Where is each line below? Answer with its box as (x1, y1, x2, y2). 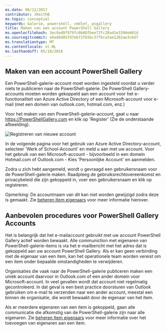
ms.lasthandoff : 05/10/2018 (5, 49, 63, 54)
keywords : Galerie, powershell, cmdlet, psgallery (5, 21, 112, 26)
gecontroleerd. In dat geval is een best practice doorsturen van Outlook (5, 284, 151, 290)
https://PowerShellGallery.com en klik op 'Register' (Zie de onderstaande (5, 116, 154, 122)
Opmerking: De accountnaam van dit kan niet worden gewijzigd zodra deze (5, 192, 159, 198)
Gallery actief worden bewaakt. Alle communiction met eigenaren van (5, 238, 147, 244)
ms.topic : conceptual (5, 16, 50, 21)
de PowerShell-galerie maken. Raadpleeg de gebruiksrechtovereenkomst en (5, 172, 161, 178)
